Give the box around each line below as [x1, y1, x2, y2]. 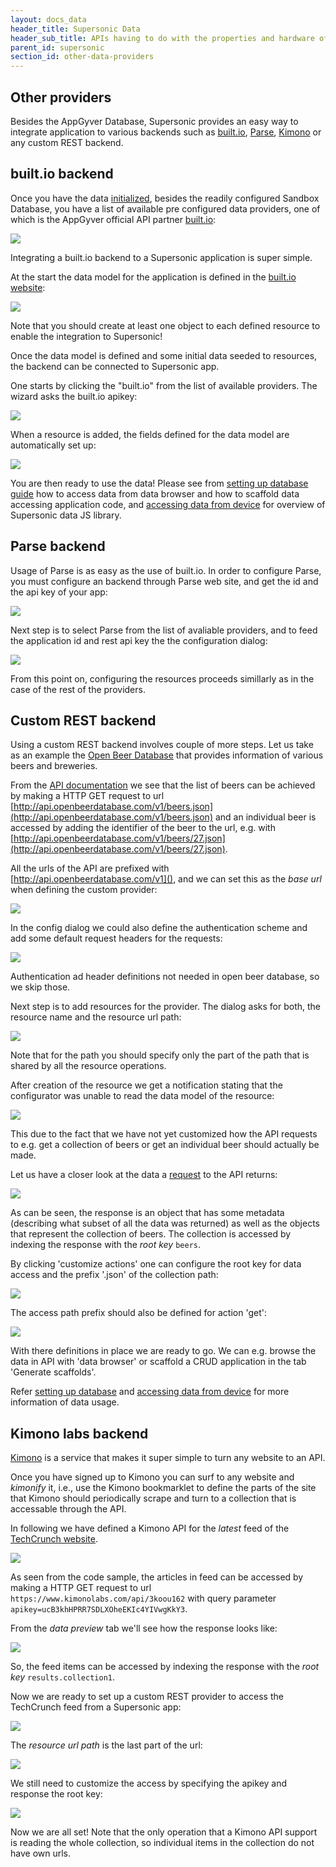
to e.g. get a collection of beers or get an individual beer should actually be [10, 1139, 320, 1151]
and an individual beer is [214, 811, 317, 823]
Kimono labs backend [10, 1425, 149, 1442]
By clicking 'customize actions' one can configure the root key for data [10, 1258, 302, 1270]
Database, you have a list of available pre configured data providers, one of [10, 202, 321, 215]
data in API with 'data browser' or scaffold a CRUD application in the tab [10, 1356, 307, 1368]
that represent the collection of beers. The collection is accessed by [10, 1228, 292, 1240]
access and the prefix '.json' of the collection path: [10, 1269, 219, 1281]
